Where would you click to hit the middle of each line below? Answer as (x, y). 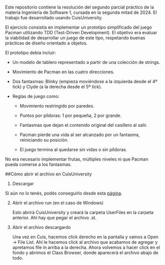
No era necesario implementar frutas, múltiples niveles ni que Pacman (77, 159)
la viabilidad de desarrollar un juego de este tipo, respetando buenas (75, 38)
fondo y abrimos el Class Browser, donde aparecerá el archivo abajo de (85, 253)
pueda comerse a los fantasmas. (38, 164)
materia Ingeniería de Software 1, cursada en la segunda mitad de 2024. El (81, 12)
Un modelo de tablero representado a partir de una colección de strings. (86, 62)
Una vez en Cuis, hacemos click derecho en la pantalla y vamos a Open (85, 237)
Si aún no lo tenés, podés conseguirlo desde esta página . (64, 193)
